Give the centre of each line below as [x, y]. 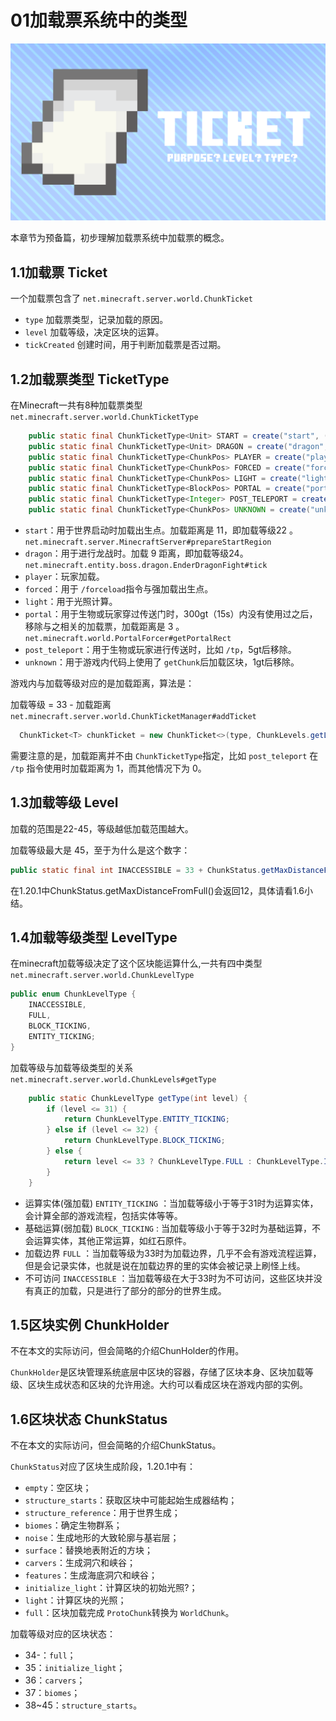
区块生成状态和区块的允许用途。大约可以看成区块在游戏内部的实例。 [167, 1385]
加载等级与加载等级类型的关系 [71, 1067]
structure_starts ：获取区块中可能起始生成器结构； [131, 1500]
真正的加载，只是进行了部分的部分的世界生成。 [130, 1290]
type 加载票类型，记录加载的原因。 [96, 320]
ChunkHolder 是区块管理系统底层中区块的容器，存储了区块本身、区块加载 [157, 1372]
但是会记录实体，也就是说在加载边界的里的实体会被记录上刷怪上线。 [165, 1265]
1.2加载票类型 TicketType [90, 379]
